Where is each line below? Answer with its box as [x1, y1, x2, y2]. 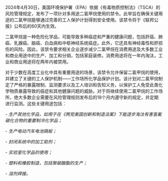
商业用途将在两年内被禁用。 [13, 59, 71, 64]
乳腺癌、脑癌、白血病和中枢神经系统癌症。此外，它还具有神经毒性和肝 [13, 40, 158, 46]
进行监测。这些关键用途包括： [5, 100, 66, 106]
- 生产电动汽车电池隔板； [5, 128, 57, 134]
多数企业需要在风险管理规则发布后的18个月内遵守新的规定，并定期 [22, 94, 159, 100]
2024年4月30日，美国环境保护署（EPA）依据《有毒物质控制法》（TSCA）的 [5, 4, 160, 10]
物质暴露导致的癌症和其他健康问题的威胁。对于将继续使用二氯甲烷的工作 [9, 88, 158, 94]
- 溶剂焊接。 [5, 170, 31, 176]
